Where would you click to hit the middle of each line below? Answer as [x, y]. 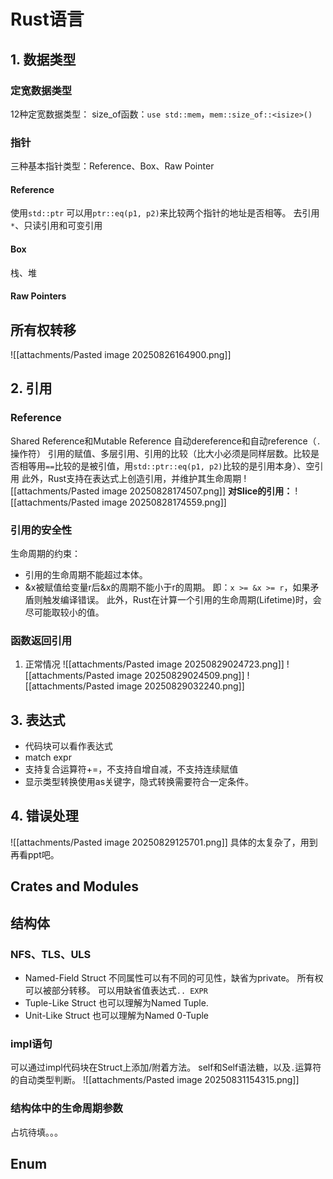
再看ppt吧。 [35, 854]
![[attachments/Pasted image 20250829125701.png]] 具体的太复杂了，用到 [164, 842]
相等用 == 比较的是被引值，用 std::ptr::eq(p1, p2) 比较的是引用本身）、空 [166, 466]
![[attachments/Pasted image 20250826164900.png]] [121, 354]
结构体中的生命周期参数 [66, 1108]
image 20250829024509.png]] [180, 676]
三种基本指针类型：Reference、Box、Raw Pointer [112, 166]
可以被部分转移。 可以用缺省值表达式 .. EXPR [116, 990]
